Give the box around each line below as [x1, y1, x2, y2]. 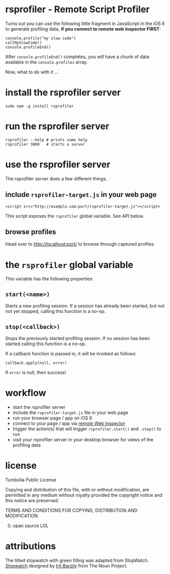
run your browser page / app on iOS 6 [12, 414, 93, 421]
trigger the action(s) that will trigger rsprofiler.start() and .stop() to [12, 426, 161, 432]
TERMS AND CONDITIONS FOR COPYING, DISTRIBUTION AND [5, 507, 138, 513]
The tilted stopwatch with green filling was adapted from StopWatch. [5, 557, 149, 563]
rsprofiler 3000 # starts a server [5, 142, 86, 147]
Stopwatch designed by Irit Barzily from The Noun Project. [5, 562, 128, 569]
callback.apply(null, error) [5, 360, 67, 366]
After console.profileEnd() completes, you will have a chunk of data [5, 54, 150, 60]
